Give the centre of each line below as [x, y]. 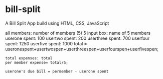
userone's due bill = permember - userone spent [57, 71]
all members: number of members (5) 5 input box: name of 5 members [78, 33]
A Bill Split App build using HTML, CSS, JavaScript [57, 23]
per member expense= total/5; [37, 62]
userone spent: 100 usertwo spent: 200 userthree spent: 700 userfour [77, 38]
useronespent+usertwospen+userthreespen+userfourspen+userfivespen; [82, 49]
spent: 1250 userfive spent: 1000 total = [46, 43]
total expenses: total [29, 58]
